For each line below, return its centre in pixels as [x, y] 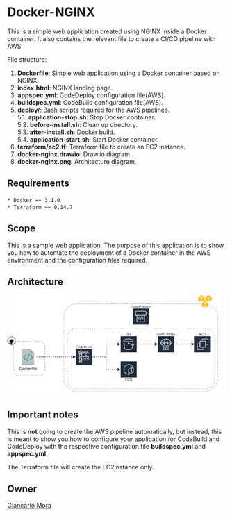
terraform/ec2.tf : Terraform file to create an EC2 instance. [101, 147]
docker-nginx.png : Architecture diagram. [77, 161]
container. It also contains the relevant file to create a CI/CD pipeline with [112, 38]
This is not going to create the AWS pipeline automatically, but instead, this [115, 431]
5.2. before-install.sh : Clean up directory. [77, 124]
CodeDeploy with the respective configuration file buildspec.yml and [107, 446]
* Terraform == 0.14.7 [40, 207]
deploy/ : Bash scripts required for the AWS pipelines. [93, 110]
